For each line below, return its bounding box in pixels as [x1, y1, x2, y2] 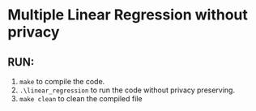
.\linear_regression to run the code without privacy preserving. [19, 85, 236, 95]
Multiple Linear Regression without [7, 6, 249, 24]
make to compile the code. [19, 77, 105, 86]
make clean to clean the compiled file [19, 94, 143, 103]
